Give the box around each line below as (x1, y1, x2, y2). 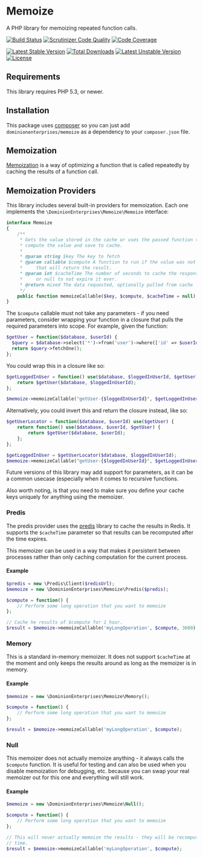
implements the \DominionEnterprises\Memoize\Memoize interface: (6, 208, 169, 216)
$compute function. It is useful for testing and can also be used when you (6, 761, 186, 768)
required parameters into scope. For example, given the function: (6, 322, 168, 330)
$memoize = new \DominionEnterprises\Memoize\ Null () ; (6, 801, 145, 807)
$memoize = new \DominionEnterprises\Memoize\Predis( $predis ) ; (6, 586, 169, 592)
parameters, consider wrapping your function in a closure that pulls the (6, 316, 183, 324)
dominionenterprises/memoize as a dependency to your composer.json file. (6, 128, 190, 135)
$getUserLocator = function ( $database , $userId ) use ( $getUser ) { (6, 419, 175, 425)
